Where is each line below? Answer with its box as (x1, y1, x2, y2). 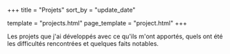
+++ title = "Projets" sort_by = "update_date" (7, 6, 136, 14)
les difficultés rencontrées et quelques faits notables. (7, 40, 159, 47)
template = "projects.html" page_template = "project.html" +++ (7, 19, 187, 27)
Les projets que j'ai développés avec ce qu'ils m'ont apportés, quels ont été (7, 32, 223, 40)
